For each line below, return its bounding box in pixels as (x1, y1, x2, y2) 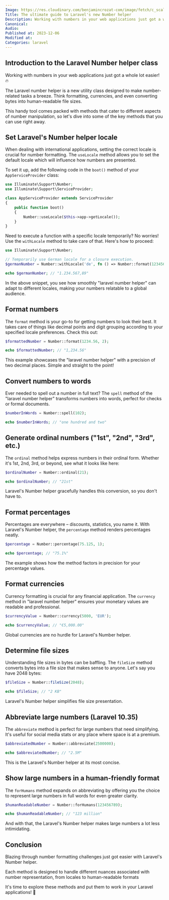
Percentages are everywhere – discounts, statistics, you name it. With (5, 521, 150, 527)
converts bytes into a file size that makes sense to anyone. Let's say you (5, 665, 155, 671)
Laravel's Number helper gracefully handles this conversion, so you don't (5, 488, 157, 494)
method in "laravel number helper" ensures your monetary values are (5, 598, 149, 604)
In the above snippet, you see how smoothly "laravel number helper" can (5, 280, 156, 286)
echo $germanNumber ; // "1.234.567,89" (5, 271, 89, 276)
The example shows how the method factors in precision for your (5, 560, 140, 566)
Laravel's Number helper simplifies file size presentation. (5, 698, 123, 704)
